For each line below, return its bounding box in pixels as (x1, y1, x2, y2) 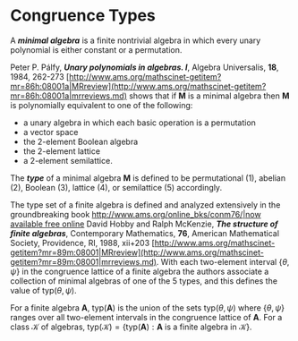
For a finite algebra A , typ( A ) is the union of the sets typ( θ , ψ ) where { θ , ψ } (10, 302, 285, 313)
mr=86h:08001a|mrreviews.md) (10, 90, 128, 101)
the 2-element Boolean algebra (22, 136, 139, 147)
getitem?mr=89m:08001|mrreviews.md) (10, 256, 158, 267)
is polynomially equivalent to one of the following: (10, 99, 193, 110)
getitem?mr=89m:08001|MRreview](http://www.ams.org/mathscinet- (10, 247, 265, 258)
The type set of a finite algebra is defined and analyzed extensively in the (10, 199, 281, 210)
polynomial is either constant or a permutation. (10, 44, 183, 55)
